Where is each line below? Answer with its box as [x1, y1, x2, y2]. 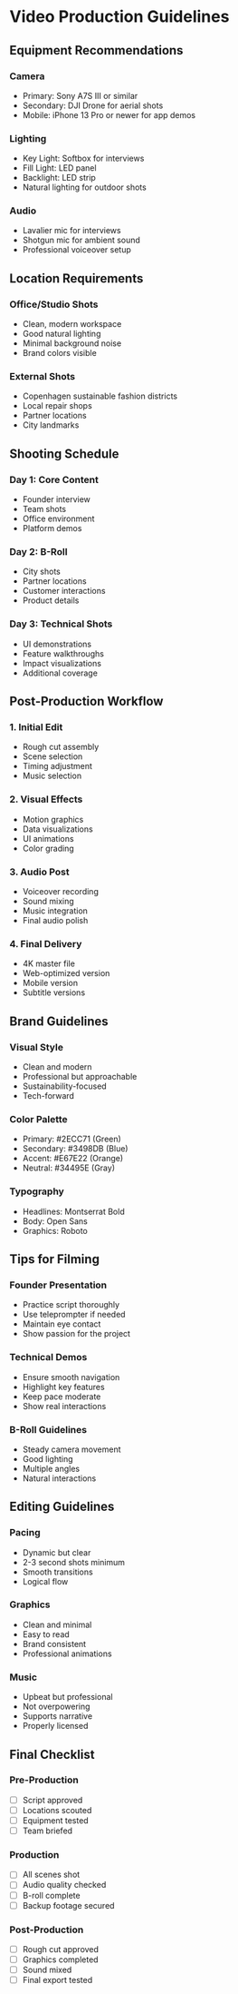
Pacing [9, 1526, 41, 1539]
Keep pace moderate [22, 1391, 101, 1402]
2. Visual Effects [9, 793, 83, 805]
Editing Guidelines [9, 1499, 115, 1515]
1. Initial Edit [9, 721, 63, 734]
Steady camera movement [22, 1444, 121, 1455]
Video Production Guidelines [9, 6, 230, 27]
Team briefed [22, 1825, 73, 1836]
